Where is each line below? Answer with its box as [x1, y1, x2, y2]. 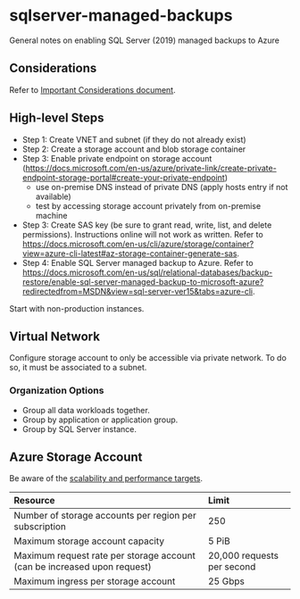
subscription [13, 520, 67, 533]
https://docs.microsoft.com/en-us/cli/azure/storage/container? [21, 238, 254, 249]
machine [35, 210, 68, 220]
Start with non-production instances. [9, 303, 145, 313]
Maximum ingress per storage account [13, 575, 176, 587]
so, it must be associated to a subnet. [9, 362, 147, 373]
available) [35, 191, 71, 202]
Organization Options [9, 385, 104, 397]
